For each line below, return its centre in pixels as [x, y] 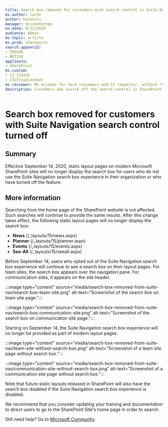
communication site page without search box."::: [55, 374]
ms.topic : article [24, 38]
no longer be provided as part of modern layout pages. [62, 333]
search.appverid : [23, 47]
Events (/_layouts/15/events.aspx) [47, 246]
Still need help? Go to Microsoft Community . [50, 419]
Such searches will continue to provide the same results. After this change [82, 215]
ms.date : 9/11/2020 [25, 29]
